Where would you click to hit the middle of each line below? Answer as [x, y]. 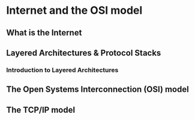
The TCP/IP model [41, 109]
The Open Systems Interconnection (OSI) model [97, 90]
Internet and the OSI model [74, 10]
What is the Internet [44, 33]
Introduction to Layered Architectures [62, 70]
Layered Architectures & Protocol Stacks [84, 52]
